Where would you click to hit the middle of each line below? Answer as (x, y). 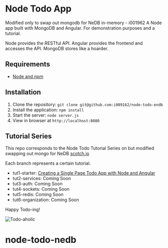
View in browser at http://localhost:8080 (56, 120)
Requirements (28, 64)
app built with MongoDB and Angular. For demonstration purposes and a (80, 28)
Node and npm (28, 76)
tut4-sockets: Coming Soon (41, 189)
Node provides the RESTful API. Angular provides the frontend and (74, 43)
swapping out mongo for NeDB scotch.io (47, 153)
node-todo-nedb (41, 240)
